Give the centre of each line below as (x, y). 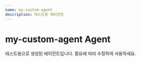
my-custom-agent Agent (58, 39)
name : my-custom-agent (29, 10)
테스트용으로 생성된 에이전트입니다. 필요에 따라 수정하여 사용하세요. (71, 53)
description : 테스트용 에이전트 (34, 14)
